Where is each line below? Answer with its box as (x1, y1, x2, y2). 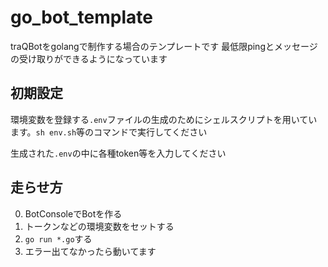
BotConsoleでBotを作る (24, 207, 123, 220)
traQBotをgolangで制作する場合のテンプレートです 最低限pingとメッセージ (10, 40, 318, 52)
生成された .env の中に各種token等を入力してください (10, 147, 227, 159)
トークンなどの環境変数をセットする (24, 220, 175, 232)
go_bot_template (10, 6, 153, 29)
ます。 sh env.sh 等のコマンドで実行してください (10, 126, 208, 138)
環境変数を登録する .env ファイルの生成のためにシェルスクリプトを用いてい (10, 113, 318, 125)
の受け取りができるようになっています (10, 52, 168, 65)
